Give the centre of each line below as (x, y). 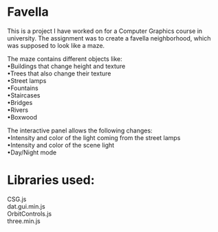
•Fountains (23, 88)
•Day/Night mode (32, 152)
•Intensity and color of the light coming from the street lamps (94, 137)
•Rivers (18, 110)
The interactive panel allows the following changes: (80, 130)
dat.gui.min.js (26, 206)
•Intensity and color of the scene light (61, 145)
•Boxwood (22, 117)
